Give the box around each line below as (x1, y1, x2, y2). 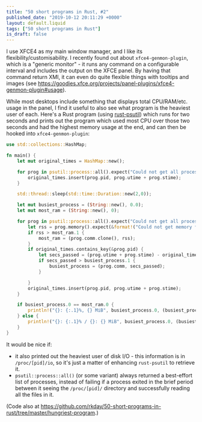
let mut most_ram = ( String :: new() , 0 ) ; (17, 207, 120, 214)
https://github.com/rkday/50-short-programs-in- (40, 402, 161, 410)
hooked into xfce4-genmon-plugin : (6, 130, 90, 137)
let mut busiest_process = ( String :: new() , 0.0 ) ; (17, 202, 144, 208)
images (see (6, 80, 37, 87)
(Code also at (6, 402, 40, 410)
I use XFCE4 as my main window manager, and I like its (6, 48, 143, 55)
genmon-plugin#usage (6, 86, 63, 93)
